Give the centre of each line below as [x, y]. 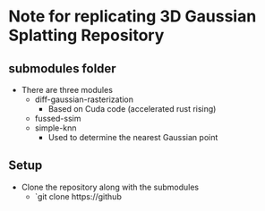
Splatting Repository [86, 35]
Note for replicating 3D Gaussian [132, 17]
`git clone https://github [78, 196]
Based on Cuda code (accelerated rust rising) [132, 109]
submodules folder [63, 68]
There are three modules [67, 90]
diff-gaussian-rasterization [84, 99]
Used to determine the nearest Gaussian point [133, 137]
